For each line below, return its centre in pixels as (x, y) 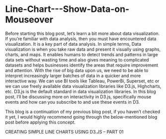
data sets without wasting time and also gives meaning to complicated (77, 60)
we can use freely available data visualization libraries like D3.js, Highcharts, (83, 86)
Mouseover (29, 20)
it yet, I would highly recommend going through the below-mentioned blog (81, 117)
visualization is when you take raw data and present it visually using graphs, (83, 49)
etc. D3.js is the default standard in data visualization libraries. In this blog (81, 91)
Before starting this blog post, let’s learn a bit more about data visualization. (83, 33)
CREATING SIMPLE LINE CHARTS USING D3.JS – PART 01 (64, 132)
